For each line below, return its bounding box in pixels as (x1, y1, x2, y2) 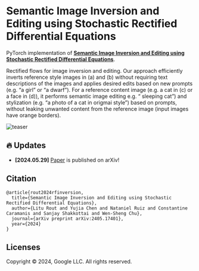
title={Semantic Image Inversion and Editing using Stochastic (11, 195, 172, 201)
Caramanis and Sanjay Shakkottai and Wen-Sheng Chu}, (6, 210, 143, 216)
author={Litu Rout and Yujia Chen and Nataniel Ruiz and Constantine (11, 205, 188, 211)
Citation (6, 174, 37, 184)
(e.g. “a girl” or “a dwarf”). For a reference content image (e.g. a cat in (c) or (6, 86, 193, 93)
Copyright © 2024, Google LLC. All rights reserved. (6, 258, 132, 265)
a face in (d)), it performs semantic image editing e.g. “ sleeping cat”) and (6, 93, 187, 100)
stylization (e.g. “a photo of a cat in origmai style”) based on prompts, (6, 98, 178, 106)
